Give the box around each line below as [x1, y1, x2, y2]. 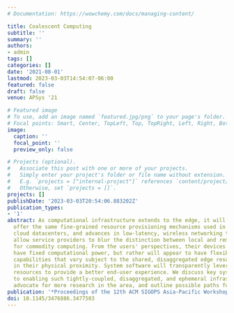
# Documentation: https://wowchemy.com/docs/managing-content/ [7, 10, 195, 17]
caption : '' [13, 133, 49, 140]
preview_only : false [13, 146, 73, 153]
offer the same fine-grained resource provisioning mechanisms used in [13, 224, 226, 231]
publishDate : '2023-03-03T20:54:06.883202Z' [7, 197, 139, 205]
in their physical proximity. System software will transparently [13, 263, 210, 270]
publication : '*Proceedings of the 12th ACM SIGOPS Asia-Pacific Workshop [7, 288, 229, 296]
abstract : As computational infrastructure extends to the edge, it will [7, 217, 226, 224]
